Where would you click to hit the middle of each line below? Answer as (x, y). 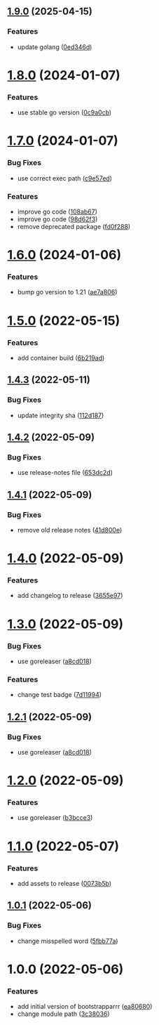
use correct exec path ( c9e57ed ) (64, 178)
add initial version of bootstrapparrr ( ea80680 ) (85, 1007)
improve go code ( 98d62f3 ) (57, 219)
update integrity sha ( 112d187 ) (61, 415)
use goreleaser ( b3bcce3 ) (55, 818)
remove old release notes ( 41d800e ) (70, 530)
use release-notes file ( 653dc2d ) (65, 473)
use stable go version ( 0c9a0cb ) (64, 112)
